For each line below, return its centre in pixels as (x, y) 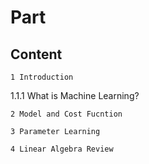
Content (36, 54)
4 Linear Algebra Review (62, 149)
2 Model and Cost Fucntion (66, 114)
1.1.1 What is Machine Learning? (75, 95)
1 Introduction (42, 77)
